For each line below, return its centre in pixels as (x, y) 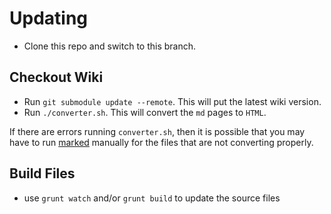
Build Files (42, 173)
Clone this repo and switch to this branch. (110, 46)
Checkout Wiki (56, 77)
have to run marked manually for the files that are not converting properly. (161, 142)
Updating (49, 18)
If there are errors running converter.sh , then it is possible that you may (157, 131)
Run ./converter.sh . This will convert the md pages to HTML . (145, 112)
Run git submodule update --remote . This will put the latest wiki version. (172, 101)
